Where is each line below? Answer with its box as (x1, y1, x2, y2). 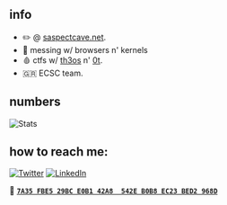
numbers (9, 94, 61, 110)
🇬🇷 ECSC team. (22, 67, 83, 78)
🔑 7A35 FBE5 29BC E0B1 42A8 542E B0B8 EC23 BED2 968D (9, 185, 218, 196)
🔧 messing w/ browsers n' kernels (22, 44, 148, 55)
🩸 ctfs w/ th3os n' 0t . (22, 54, 103, 66)
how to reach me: (9, 144, 109, 160)
